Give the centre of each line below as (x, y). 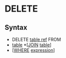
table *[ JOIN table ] (32, 45)
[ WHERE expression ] (33, 50)
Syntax (16, 27)
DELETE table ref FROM (36, 39)
